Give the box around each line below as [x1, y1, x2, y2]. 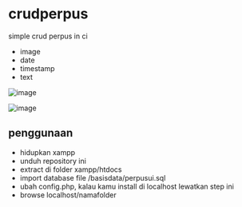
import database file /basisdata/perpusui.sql [19, 173, 166, 182]
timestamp [19, 63, 55, 73]
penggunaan [8, 126, 73, 140]
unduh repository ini [19, 156, 86, 165]
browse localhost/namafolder [19, 189, 117, 200]
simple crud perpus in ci [8, 31, 88, 41]
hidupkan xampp [19, 147, 76, 157]
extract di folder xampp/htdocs [19, 165, 122, 174]
